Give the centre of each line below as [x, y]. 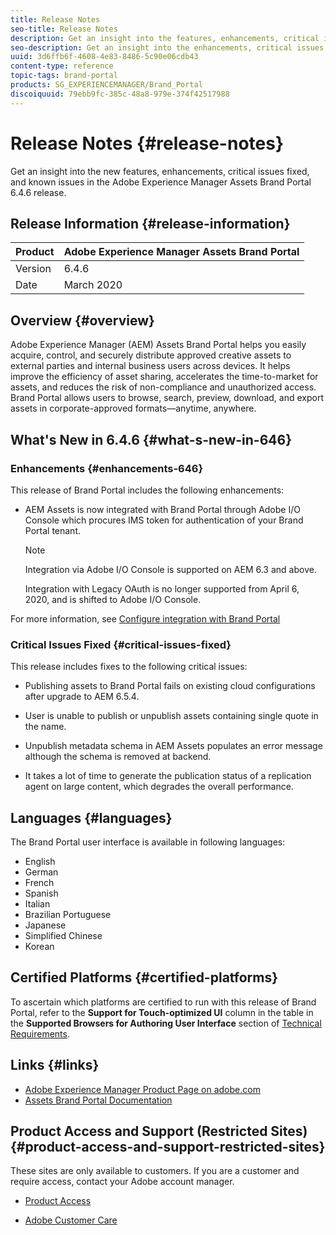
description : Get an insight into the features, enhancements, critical [165, 38]
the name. [45, 727]
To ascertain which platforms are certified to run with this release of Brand [163, 1002]
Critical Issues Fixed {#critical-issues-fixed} [121, 644]
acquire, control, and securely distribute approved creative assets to [151, 355]
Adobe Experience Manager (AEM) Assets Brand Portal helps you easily [158, 345]
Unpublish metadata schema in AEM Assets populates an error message [173, 746]
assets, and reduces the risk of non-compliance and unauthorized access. [163, 387]
